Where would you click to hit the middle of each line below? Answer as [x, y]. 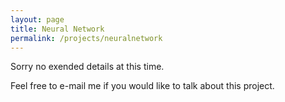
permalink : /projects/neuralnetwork [86, 38]
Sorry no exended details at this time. [87, 67]
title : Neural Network [57, 29]
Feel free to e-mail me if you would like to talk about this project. [142, 86]
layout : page [37, 19]
